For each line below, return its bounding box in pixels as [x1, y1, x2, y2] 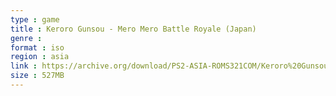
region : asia [10, 52, 70, 62]
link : [10, 61, 38, 71]
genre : [10, 33, 43, 43]
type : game [10, 14, 60, 25]
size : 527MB [10, 71, 65, 81]
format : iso [10, 42, 65, 53]
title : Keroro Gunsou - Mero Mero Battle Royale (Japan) [10, 24, 257, 34]
